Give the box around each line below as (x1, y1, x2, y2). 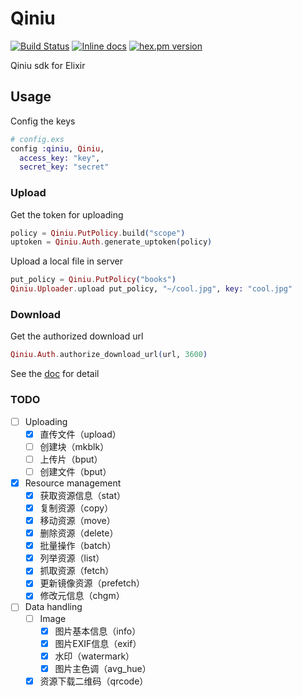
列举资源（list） (39, 552, 105, 564)
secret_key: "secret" (19, 162, 110, 172)
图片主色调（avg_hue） (54, 662, 152, 674)
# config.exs (10, 134, 65, 144)
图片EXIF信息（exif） (54, 637, 142, 649)
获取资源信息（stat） (39, 489, 127, 501)
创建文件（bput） (39, 465, 112, 477)
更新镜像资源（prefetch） (39, 577, 146, 589)
